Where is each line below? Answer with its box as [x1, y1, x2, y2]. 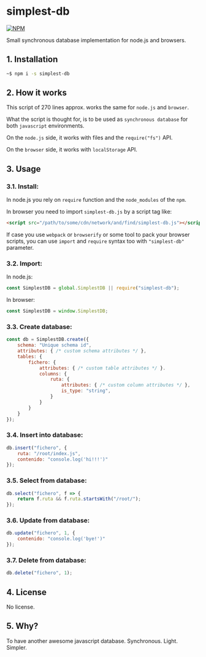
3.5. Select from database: [6, 477, 87, 485]
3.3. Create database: [6, 322, 72, 331]
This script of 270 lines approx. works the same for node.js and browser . [6, 104, 189, 111]
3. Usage [6, 164, 41, 174]
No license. [6, 603, 35, 611]
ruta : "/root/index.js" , [17, 450, 81, 456]
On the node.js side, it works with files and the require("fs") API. [6, 134, 173, 142]
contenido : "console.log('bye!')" [17, 536, 105, 542]
